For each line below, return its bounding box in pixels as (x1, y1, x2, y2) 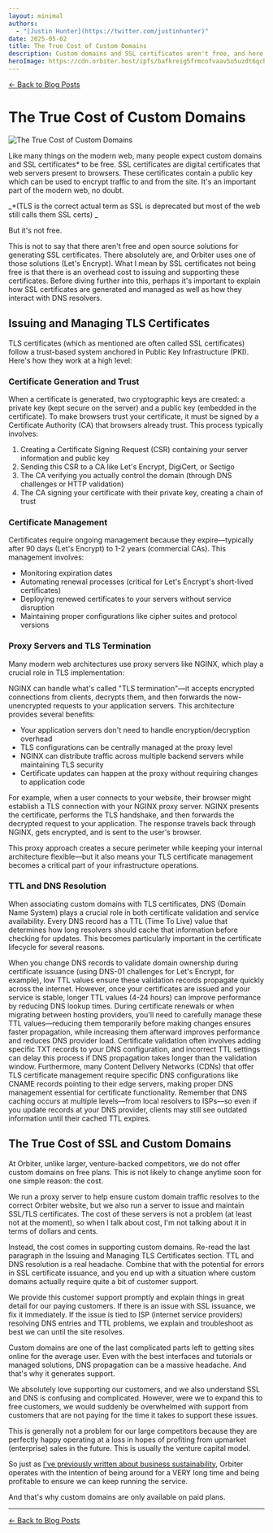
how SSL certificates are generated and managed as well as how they (8, 284, 242, 294)
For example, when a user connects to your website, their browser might (8, 792, 252, 802)
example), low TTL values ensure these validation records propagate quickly (8, 975, 264, 985)
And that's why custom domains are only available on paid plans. (8, 1492, 226, 1501)
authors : (8, 20, 38, 28)
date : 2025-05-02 (8, 34, 67, 43)
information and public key (19, 453, 110, 463)
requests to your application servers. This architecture (53, 700, 235, 710)
